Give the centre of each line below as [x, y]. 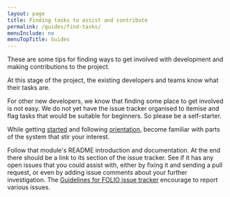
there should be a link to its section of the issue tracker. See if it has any [110, 158]
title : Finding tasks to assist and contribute [78, 20]
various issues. [29, 187]
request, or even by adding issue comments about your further [97, 173]
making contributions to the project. [59, 67]
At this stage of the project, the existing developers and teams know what [113, 80]
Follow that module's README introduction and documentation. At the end [114, 150]
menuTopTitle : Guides [39, 40]
